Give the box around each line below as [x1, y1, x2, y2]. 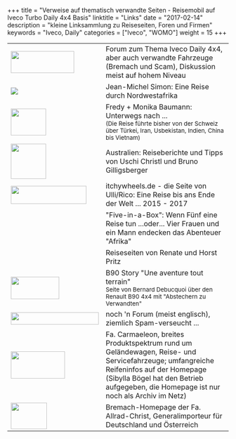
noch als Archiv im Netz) [105, 391, 187, 400]
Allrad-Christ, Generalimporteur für [105, 411, 223, 421]
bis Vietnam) [105, 133, 140, 141]
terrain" [105, 277, 131, 287]
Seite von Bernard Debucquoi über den [105, 286, 213, 294]
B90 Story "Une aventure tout [105, 268, 204, 277]
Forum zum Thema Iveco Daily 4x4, [105, 44, 223, 53]
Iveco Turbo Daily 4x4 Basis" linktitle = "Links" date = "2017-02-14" [7, 13, 204, 22]
